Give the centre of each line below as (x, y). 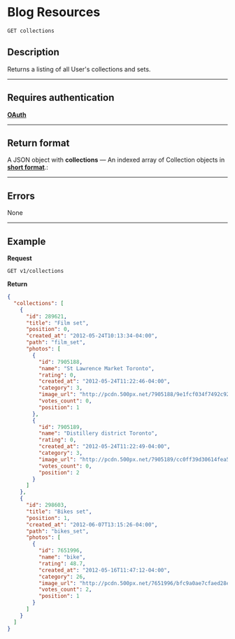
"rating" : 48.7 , (62, 563)
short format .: (28, 167)
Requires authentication (61, 98)
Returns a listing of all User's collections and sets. (79, 69)
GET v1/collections (36, 271)
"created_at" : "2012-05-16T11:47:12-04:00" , (104, 570)
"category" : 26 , (62, 577)
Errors (21, 196)
